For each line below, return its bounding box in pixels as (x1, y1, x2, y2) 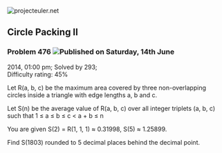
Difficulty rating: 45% (7, 70, 68, 79)
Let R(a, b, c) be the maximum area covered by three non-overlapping (7, 83, 206, 92)
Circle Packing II (7, 26, 78, 38)
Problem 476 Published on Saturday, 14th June (7, 47, 175, 57)
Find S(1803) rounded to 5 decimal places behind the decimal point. (7, 138, 201, 146)
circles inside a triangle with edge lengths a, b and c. (7, 90, 158, 99)
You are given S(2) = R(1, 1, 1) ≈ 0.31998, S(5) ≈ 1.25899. (7, 125, 167, 133)
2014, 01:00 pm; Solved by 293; (7, 63, 98, 71)
